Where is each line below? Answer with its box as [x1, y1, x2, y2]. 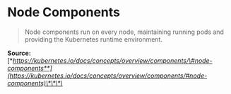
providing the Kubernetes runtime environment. [24, 35, 162, 43]
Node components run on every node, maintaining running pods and [24, 28, 225, 36]
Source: [7, 49, 32, 57]
